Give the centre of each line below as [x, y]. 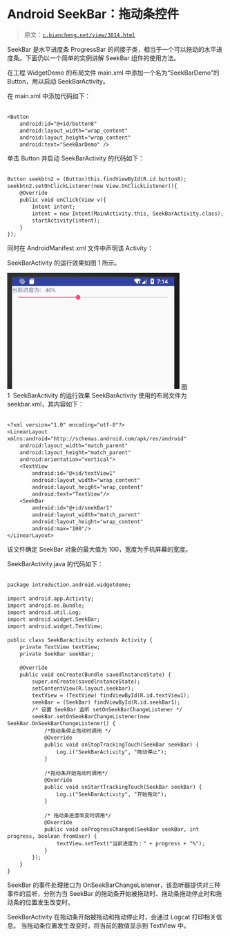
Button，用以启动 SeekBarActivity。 [58, 81]
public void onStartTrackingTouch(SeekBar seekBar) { [123, 787]
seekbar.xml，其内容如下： [46, 404]
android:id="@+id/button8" [58, 124]
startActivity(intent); [66, 221]
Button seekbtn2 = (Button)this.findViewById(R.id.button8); [97, 179]
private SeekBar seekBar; [57, 654]
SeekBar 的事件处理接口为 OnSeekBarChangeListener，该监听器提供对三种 [114, 885]
